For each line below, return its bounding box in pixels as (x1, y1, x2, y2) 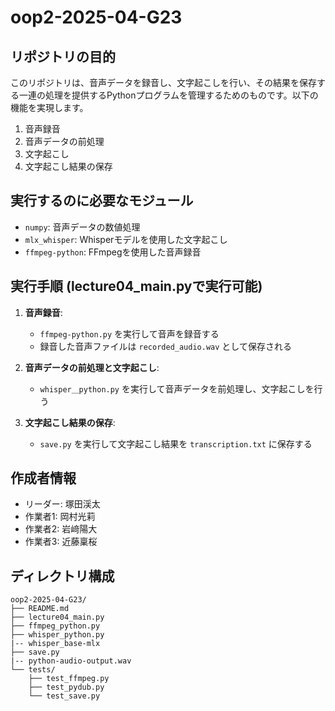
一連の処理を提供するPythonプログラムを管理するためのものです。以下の (18, 89, 319, 101)
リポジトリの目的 (10, 48, 116, 65)
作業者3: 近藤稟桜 (24, 536, 98, 548)
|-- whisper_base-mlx (10, 639, 101, 649)
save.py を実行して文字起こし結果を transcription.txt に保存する (39, 437, 313, 450)
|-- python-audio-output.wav (10, 656, 132, 666)
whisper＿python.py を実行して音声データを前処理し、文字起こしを (39, 382, 315, 395)
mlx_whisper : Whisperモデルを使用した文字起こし (24, 233, 228, 245)
